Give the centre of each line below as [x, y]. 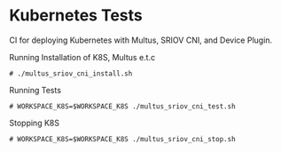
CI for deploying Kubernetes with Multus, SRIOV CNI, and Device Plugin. [141, 40]
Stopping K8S [35, 123]
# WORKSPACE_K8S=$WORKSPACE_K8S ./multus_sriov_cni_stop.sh [123, 139]
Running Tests [35, 90]
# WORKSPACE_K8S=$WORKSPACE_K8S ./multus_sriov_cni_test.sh [123, 106]
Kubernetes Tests [76, 16]
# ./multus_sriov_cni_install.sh [71, 73]
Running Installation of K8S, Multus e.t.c [82, 57]
